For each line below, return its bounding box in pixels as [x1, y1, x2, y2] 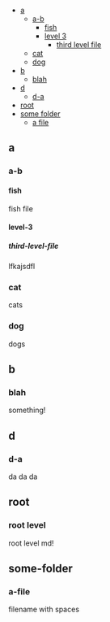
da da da [8, 472, 38, 481]
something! [8, 405, 46, 415]
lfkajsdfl [8, 262, 36, 272]
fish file [8, 203, 34, 213]
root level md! [8, 538, 54, 548]
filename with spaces [8, 604, 79, 615]
